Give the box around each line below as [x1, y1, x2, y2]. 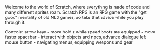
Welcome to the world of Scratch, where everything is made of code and [5, 4, 150, 10]
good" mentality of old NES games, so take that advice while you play [5, 15, 144, 20]
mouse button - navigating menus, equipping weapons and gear [5, 39, 133, 45]
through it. [5, 19, 26, 25]
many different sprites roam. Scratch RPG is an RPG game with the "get [5, 9, 147, 15]
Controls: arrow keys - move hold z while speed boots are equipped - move [5, 29, 156, 34]
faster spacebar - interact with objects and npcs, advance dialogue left [5, 34, 146, 40]
